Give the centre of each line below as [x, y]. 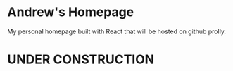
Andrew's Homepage [71, 12]
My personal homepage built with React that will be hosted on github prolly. [117, 31]
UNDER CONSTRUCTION [81, 60]
